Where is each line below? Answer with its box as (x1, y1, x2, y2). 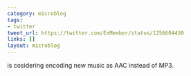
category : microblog (7, 10, 67, 17)
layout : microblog (7, 42, 60, 49)
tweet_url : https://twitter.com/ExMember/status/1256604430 (7, 29, 185, 37)
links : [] (7, 36, 36, 43)
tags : (7, 17, 23, 23)
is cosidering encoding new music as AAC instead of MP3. (7, 61, 174, 69)
